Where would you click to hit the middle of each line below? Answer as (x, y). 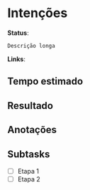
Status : (18, 33)
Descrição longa (31, 46)
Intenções (38, 13)
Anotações (32, 130)
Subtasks (29, 154)
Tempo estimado (45, 81)
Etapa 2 (29, 179)
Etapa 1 (28, 171)
